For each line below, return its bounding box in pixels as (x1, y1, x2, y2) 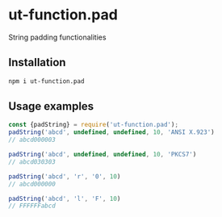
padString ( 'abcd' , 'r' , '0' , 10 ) (8, 172, 121, 181)
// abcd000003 (8, 136, 57, 144)
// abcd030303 (8, 157, 57, 166)
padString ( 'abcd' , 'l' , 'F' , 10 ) (8, 194, 121, 202)
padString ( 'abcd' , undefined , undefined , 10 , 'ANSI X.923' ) (8, 128, 216, 136)
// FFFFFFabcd (8, 202, 57, 211)
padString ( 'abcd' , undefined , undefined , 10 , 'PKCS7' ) (8, 151, 197, 159)
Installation (8, 56, 66, 69)
